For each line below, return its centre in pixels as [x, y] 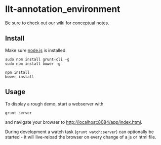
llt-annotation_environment [63, 9]
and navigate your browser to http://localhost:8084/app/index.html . [74, 122]
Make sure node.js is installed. [36, 50]
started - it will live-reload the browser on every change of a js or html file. [81, 137]
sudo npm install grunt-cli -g [37, 59]
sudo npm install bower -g [33, 64]
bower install [20, 77]
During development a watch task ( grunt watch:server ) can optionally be [80, 132]
